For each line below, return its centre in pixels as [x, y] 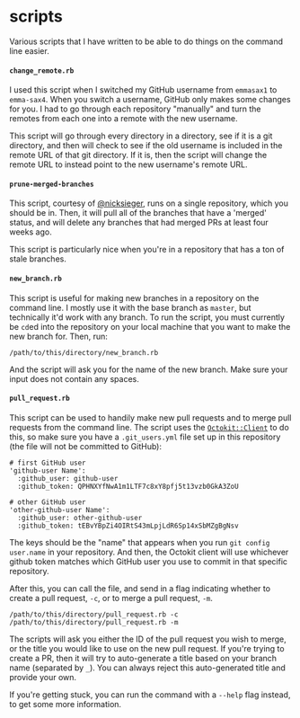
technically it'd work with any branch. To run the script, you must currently [147, 317]
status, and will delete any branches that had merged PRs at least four [139, 223]
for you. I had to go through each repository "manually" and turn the [135, 109]
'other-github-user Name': [60, 510]
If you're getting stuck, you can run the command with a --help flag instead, [150, 695]
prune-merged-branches [52, 184]
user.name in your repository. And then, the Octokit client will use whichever [149, 552]
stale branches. [38, 259]
